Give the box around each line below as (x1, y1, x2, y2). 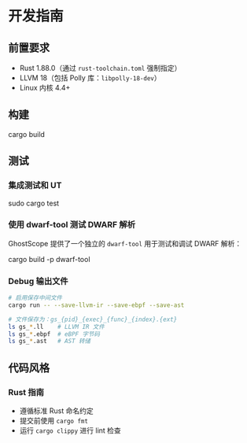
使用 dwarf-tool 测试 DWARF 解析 (8, 220, 136, 231)
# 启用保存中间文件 (8, 294, 63, 302)
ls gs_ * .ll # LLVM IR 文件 (8, 323, 105, 330)
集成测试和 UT (8, 180, 62, 191)
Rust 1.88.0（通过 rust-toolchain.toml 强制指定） (19, 64, 182, 72)
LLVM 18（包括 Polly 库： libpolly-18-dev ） (19, 73, 161, 83)
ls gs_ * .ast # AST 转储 (8, 338, 90, 345)
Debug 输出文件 (8, 275, 68, 286)
